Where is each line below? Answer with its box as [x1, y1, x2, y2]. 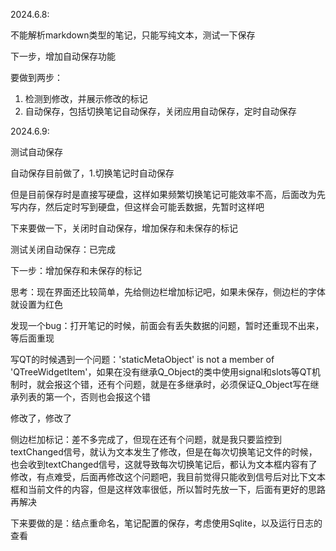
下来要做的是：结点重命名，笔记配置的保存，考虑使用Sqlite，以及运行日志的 [10, 517, 323, 529]
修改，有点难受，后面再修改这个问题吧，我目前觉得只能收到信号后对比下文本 [10, 471, 326, 483]
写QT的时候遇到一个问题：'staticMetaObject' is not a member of [10, 354, 275, 365]
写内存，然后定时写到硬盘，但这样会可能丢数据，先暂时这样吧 [10, 201, 265, 213]
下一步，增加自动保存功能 [10, 50, 116, 62]
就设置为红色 [10, 299, 63, 310]
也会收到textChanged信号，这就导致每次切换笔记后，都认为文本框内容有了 [10, 459, 318, 470]
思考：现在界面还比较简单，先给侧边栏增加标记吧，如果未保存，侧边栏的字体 [10, 286, 326, 298]
